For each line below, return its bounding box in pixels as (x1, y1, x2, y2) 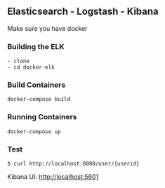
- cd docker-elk (7, 64, 55, 71)
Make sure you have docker (7, 24, 88, 32)
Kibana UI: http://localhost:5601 (7, 173, 99, 181)
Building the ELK (7, 41, 65, 51)
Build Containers (7, 80, 66, 90)
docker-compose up (7, 128, 61, 135)
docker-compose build (7, 96, 71, 103)
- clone (7, 58, 30, 65)
